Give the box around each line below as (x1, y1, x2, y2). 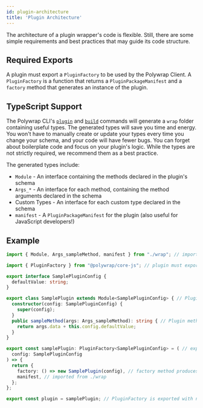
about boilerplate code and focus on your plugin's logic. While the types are (6, 143, 195, 151)
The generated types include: (6, 161, 80, 169)
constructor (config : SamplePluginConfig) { (11, 301, 123, 307)
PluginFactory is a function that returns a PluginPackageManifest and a (6, 77, 182, 85)
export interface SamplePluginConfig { (6, 273, 107, 279)
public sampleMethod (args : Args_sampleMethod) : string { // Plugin (11, 318, 185, 324)
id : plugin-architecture (6, 8, 69, 15)
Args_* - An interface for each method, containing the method (14, 186, 169, 193)
